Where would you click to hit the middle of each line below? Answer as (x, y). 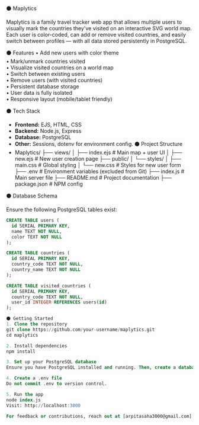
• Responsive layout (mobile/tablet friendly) (59, 99)
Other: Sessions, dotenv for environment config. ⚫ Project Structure (99, 144)
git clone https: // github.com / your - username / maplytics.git (81, 330)
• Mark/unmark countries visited (46, 61)
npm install (21, 351)
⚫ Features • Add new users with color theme (63, 53)
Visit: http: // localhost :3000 (44, 405)
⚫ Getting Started (30, 319)
